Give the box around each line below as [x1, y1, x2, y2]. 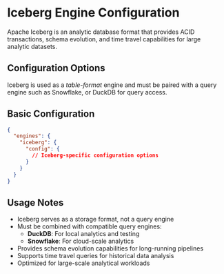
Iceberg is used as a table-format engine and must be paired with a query [7, 81, 217, 89]
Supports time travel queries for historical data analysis [17, 252, 174, 260]
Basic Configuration [7, 108, 95, 120]
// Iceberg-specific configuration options [32, 152, 159, 159]
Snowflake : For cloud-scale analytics [27, 237, 134, 246]
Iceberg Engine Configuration [7, 5, 180, 21]
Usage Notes [7, 197, 64, 208]
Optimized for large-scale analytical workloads [17, 259, 150, 267]
